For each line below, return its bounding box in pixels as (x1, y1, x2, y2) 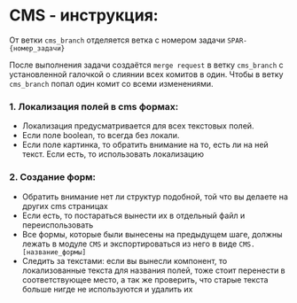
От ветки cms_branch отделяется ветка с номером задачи (9, 35, 226, 45)
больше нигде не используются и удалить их (21, 284, 193, 294)
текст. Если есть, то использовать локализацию (21, 149, 204, 159)
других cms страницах (21, 200, 109, 211)
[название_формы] (21, 247, 87, 257)
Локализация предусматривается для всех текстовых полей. (21, 120, 254, 131)
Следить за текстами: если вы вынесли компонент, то (21, 255, 228, 266)
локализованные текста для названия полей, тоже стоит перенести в (21, 265, 285, 276)
